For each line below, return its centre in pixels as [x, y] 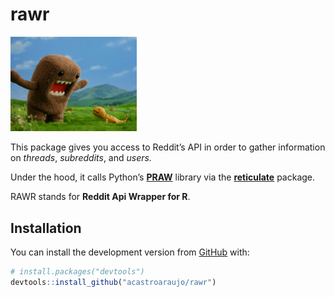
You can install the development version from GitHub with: [130, 252]
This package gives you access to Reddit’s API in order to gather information [168, 147]
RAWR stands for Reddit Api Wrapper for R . [100, 197]
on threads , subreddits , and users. [81, 158]
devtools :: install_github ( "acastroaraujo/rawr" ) [113, 282]
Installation [46, 228]
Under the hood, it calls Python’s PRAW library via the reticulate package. [163, 177]
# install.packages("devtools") [77, 271]
